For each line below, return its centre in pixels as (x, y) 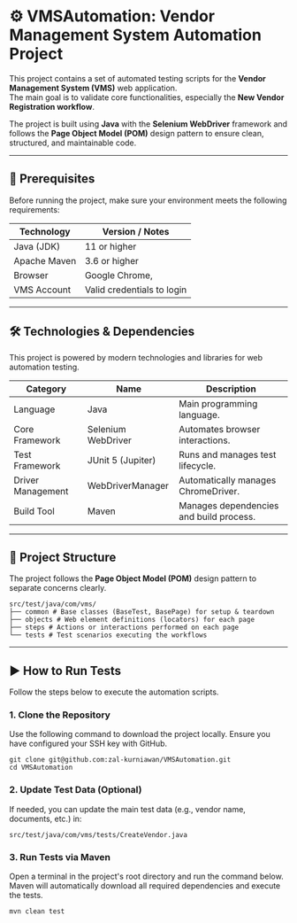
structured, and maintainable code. (73, 143)
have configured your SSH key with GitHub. (88, 744)
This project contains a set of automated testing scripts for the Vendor (138, 78)
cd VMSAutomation (41, 768)
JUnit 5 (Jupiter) (122, 460)
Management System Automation (136, 35)
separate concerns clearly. (58, 588)
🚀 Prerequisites (52, 179)
